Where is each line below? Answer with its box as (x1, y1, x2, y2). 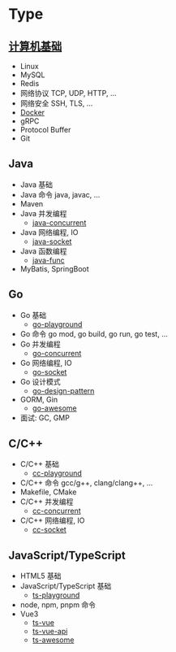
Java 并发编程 (19, 208, 67, 218)
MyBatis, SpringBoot (19, 263, 89, 273)
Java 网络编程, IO (19, 227, 79, 237)
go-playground (32, 319, 83, 329)
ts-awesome (32, 635, 75, 645)
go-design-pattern (32, 385, 95, 395)
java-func (32, 255, 65, 265)
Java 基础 (19, 180, 54, 189)
